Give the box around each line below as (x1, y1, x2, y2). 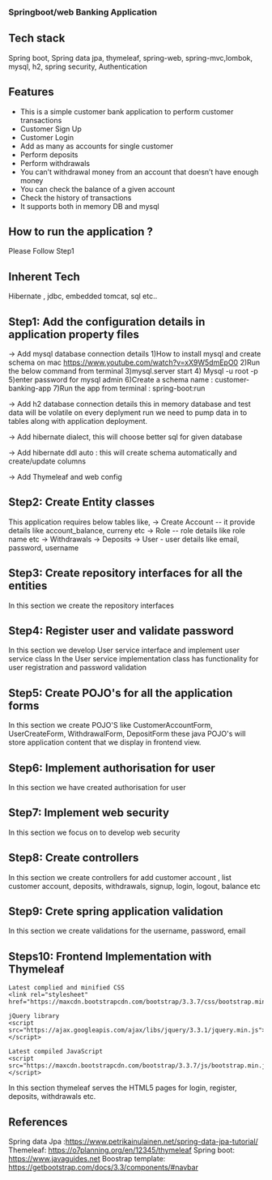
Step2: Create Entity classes (8, 495, 155, 509)
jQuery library (8, 1012, 60, 1020)
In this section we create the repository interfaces (8, 601, 174, 610)
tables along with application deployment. (8, 416, 148, 425)
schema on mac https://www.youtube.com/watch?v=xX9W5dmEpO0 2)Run (8, 357, 261, 367)
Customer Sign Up (19, 124, 83, 134)
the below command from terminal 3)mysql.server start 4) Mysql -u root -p (8, 366, 259, 375)
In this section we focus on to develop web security (8, 827, 181, 837)
